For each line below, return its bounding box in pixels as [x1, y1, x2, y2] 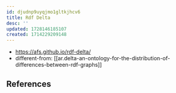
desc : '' [6, 20, 29, 26]
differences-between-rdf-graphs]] [15, 61, 102, 69]
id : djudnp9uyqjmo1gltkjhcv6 [6, 9, 81, 15]
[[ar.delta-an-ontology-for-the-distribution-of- [54, 55, 170, 62]
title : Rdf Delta [6, 15, 51, 21]
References [6, 78, 51, 89]
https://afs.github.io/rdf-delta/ [15, 48, 91, 55]
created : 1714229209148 [6, 32, 67, 38]
